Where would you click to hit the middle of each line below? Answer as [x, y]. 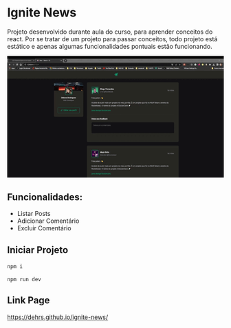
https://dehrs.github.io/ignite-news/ [58, 317]
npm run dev [24, 279]
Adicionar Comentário [48, 221]
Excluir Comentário [44, 228]
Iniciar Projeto [38, 250]
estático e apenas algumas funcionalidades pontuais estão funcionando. [110, 46]
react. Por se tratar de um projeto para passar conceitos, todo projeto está [112, 39]
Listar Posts [34, 214]
